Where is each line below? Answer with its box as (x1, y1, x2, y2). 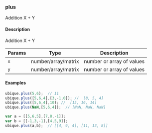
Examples (5, 80, 26, 86)
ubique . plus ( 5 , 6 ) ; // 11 (5, 91, 59, 96)
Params (7, 49, 26, 56)
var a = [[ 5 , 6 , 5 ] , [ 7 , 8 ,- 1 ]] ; (5, 114, 66, 119)
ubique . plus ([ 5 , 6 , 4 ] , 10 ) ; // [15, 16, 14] (5, 100, 97, 105)
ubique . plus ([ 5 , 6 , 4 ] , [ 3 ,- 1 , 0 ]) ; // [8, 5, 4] (5, 95, 104, 100)
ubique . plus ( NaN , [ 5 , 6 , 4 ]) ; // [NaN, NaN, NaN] (5, 105, 106, 110)
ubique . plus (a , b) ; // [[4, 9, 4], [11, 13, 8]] (5, 123, 108, 128)
